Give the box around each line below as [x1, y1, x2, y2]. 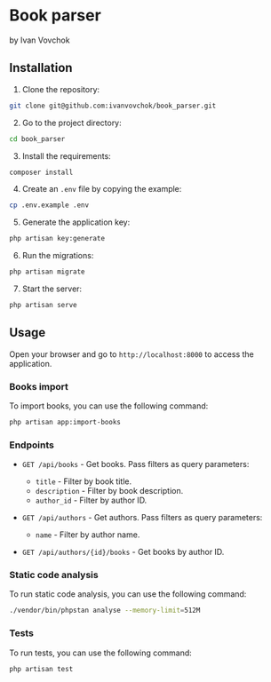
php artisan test [9, 664, 74, 673]
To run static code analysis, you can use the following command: [9, 589, 247, 599]
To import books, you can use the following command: [9, 400, 209, 411]
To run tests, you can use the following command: [9, 647, 193, 658]
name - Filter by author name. [35, 529, 140, 540]
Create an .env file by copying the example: [21, 184, 182, 194]
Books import [9, 380, 69, 393]
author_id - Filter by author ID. [35, 495, 147, 506]
